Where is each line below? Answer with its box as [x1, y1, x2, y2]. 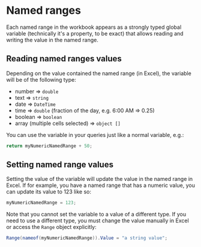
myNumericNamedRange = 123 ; [6, 200, 77, 206]
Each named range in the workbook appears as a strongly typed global [6, 23, 182, 31]
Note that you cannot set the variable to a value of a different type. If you [6, 211, 187, 218]
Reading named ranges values [6, 53, 122, 64]
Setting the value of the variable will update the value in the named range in [6, 175, 193, 183]
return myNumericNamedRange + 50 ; [6, 142, 93, 149]
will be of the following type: [6, 76, 76, 83]
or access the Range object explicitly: [6, 224, 97, 231]
